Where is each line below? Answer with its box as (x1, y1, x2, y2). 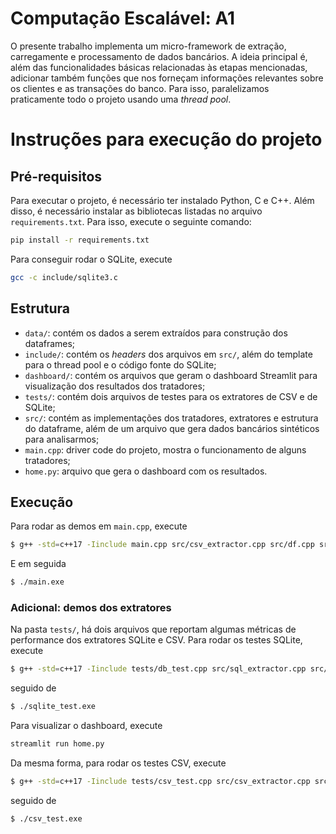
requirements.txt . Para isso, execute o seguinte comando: (10, 215, 252, 227)
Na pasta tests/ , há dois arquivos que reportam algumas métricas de (10, 623, 297, 636)
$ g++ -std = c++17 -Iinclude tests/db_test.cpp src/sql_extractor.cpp (10, 664, 307, 674)
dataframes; (24, 337, 76, 349)
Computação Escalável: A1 (10, 7, 236, 30)
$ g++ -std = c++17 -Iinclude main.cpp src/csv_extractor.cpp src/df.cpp (10, 540, 315, 550)
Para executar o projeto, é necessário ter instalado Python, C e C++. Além (10, 194, 315, 206)
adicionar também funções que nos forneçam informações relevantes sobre (10, 72, 324, 84)
